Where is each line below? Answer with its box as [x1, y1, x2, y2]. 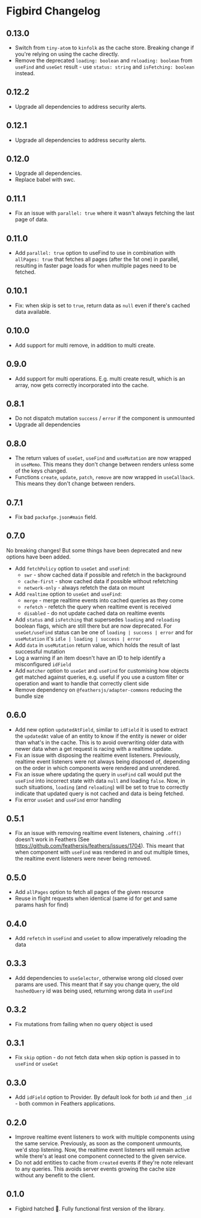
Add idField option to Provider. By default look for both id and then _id [14, 1094, 192, 1101]
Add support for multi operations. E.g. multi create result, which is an [14, 375, 185, 382]
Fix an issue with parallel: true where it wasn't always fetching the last [14, 209, 195, 217]
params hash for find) [14, 901, 69, 908]
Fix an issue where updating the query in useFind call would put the [14, 771, 182, 778]
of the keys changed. [14, 467, 68, 474]
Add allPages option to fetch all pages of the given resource [14, 889, 164, 896]
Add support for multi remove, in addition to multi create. [14, 341, 155, 349]
